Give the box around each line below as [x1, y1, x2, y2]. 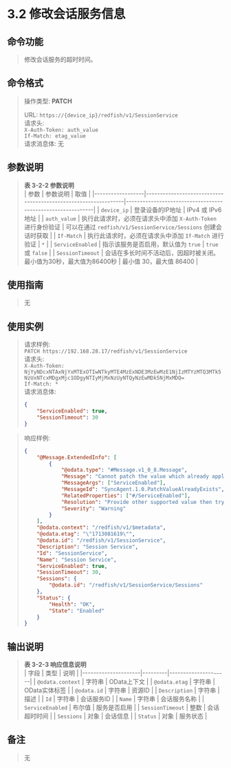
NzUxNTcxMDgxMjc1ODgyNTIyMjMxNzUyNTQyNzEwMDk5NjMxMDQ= [23, 375, 185, 382]
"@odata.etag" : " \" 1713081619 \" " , [36, 531, 135, 538]
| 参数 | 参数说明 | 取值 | [23, 190, 91, 198]
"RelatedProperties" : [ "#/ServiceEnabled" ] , [60, 492, 191, 499]
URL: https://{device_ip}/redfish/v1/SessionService [23, 111, 179, 119]
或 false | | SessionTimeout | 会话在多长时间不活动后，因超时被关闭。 [23, 248, 220, 256]
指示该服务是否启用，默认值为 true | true [102, 240, 219, 248]
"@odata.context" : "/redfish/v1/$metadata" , [36, 524, 166, 531]
